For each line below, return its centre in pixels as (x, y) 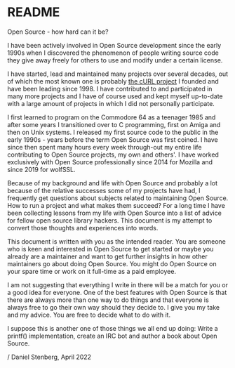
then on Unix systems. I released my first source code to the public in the (113, 132)
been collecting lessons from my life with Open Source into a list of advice (115, 213)
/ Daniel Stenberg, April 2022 (49, 357)
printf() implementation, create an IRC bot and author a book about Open (112, 336)
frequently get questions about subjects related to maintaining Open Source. (118, 198)
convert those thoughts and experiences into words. (83, 228)
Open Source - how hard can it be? (58, 32)
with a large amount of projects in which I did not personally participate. (111, 103)
